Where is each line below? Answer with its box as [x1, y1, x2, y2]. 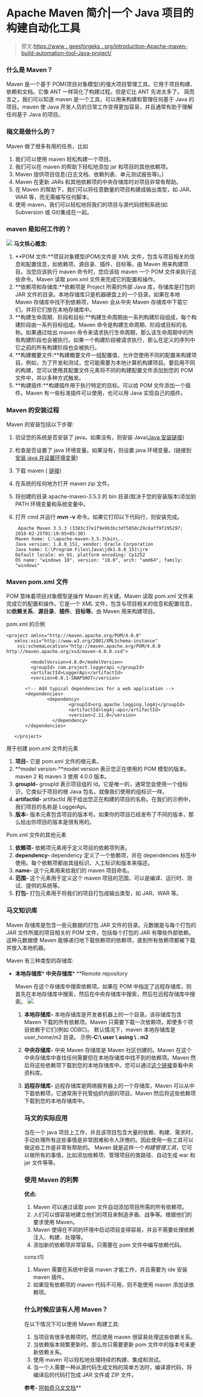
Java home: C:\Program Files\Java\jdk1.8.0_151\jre [14, 547, 148, 553]
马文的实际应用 [24, 1114, 68, 1122]
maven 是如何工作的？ [6, 225, 71, 233]
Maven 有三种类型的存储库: [6, 957, 74, 964]
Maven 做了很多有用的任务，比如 [6, 142, 89, 150]
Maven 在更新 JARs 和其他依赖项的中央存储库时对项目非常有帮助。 [14, 178, 182, 186]
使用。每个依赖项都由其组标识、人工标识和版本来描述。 [14, 859, 153, 866]
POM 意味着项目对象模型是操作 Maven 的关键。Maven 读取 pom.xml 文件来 [6, 592, 194, 600]
